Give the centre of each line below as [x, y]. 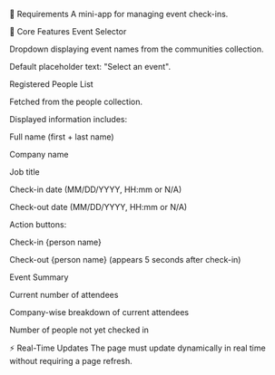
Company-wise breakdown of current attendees [99, 312]
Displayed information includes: [69, 119]
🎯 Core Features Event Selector [68, 31]
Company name [39, 154]
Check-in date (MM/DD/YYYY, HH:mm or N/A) [96, 189]
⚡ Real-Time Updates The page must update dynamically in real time [137, 348]
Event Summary [39, 277]
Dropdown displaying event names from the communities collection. [137, 49]
